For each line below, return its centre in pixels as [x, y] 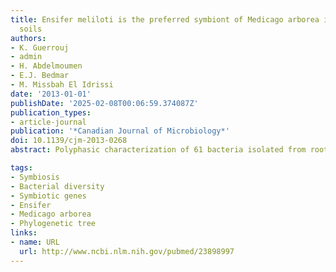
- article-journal [48, 122]
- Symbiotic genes [48, 196]
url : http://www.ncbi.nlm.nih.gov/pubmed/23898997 [127, 251]
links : [24, 233]
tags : [21, 168]
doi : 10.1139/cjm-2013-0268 [69, 141]
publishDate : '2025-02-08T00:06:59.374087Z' [104, 103]
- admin [26, 57]
